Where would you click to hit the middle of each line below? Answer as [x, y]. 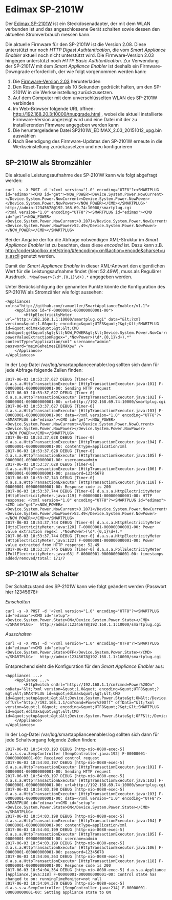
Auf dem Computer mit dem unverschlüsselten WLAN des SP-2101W [85, 98]
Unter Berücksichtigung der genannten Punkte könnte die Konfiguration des [85, 286]
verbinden [24, 103]
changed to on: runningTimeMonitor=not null [53, 879]
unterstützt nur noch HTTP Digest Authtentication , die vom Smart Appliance [86, 50]
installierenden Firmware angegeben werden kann [66, 125]
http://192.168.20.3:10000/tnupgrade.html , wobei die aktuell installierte [88, 114]
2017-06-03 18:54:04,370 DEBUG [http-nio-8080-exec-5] [65, 883]
